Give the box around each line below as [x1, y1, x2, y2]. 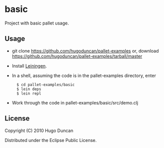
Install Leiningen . [11, 62, 47, 68]
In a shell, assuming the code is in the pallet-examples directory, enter [11, 72, 157, 78]
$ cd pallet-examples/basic [16, 82, 75, 87]
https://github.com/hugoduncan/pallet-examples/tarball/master [11, 53, 143, 59]
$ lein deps [16, 86, 41, 91]
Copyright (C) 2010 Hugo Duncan [4, 127, 73, 133]
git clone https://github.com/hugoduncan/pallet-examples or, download [11, 47, 159, 53]
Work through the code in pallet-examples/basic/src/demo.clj [11, 99, 138, 105]
